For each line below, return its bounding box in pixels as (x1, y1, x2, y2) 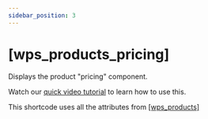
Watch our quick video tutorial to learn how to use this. (8, 87, 187, 96)
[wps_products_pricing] (8, 45, 170, 63)
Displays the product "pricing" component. (8, 72, 148, 81)
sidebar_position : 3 (8, 11, 77, 20)
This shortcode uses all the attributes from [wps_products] (8, 102, 200, 111)
